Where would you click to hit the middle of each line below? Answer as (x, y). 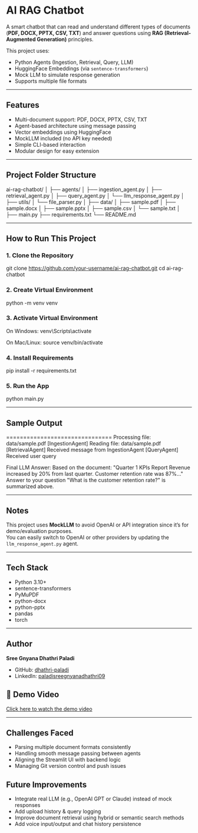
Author (19, 644)
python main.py (25, 399)
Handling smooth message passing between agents (77, 753)
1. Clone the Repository (40, 255)
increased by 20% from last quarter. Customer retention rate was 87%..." (95, 474)
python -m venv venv (32, 303)
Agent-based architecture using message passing (75, 125)
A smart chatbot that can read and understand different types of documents (98, 27)
